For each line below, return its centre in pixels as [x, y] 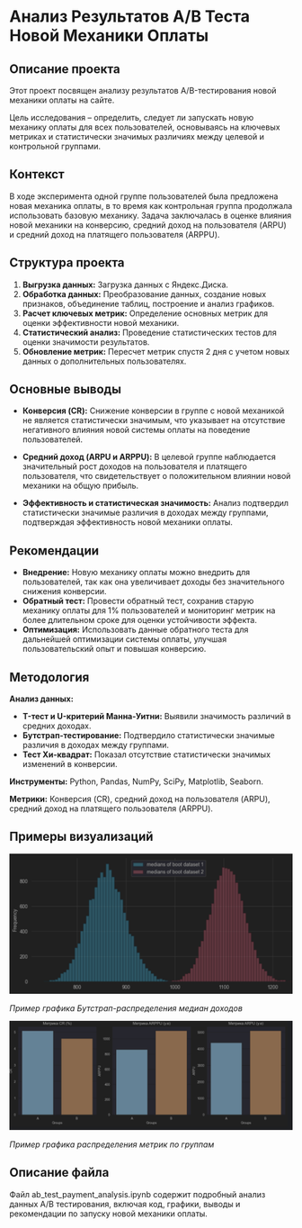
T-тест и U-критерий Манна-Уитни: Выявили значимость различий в [156, 717]
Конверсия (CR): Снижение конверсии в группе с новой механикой [153, 411]
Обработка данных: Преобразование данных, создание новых [144, 293]
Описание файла [59, 1173]
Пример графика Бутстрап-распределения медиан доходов [126, 1008]
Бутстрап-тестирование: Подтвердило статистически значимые [149, 736]
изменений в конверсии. [70, 764]
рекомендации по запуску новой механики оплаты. [109, 1214]
